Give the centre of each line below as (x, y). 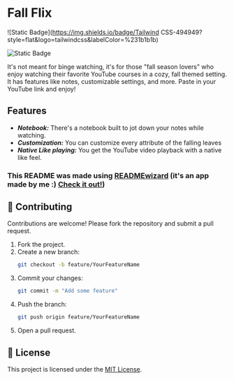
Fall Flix (30, 13)
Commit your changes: (50, 278)
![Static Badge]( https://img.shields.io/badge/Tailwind (83, 32)
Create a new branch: (49, 252)
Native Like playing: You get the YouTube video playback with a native (119, 150)
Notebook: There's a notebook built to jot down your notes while (110, 128)
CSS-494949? (181, 32)
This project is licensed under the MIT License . (75, 369)
